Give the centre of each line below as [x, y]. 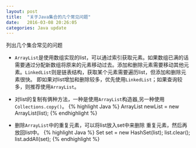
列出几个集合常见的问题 [34, 45]
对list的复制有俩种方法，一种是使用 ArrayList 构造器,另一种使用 [90, 99]
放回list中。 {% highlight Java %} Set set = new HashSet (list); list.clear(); [102, 133]
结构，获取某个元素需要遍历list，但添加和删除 [126, 72]
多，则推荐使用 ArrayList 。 [47, 87]
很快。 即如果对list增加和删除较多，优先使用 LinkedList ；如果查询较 [101, 80]
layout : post [22, 11]
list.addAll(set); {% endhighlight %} [57, 139]
